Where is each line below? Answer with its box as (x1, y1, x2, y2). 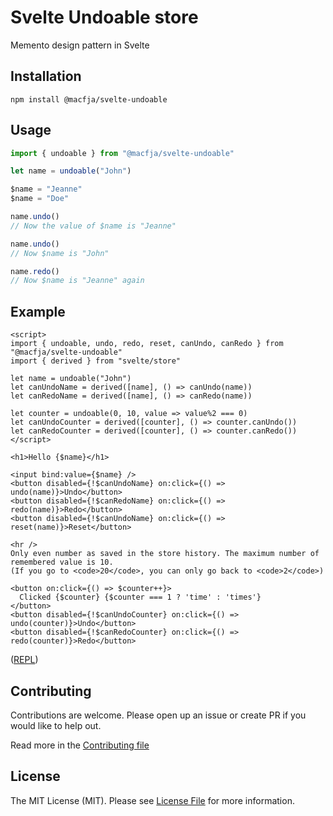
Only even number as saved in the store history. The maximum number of (10, 549, 320, 559)
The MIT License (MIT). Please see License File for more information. (10, 794, 295, 806)
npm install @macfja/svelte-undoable (10, 94, 168, 105)
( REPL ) (10, 654, 39, 666)
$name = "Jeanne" (10, 184, 83, 195)
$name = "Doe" (10, 194, 70, 204)
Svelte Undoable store (10, 6, 199, 29)
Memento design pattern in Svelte (10, 39, 150, 51)
